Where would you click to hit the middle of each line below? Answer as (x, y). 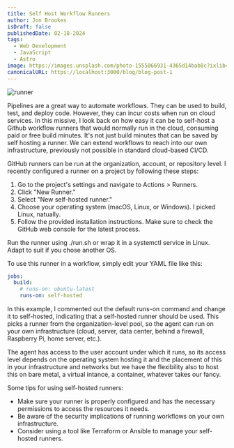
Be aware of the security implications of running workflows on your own (121, 416)
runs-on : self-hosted (51, 296)
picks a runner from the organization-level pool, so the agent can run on (111, 324)
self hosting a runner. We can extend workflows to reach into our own (107, 142)
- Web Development (40, 46)
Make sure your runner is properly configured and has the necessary (116, 401)
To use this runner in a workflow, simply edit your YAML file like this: (105, 263)
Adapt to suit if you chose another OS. (62, 250)
